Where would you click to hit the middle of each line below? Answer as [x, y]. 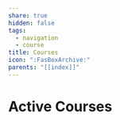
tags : [17, 30]
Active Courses [60, 106]
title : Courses [33, 52]
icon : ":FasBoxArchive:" [49, 60]
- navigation [37, 38]
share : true [28, 15]
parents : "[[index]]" [44, 68]
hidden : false [32, 23]
